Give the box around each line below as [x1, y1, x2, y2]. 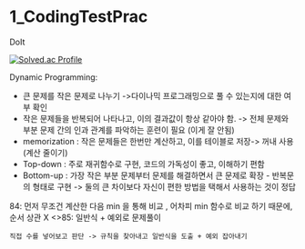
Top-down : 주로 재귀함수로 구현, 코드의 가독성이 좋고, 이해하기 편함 [22, 158, 266, 169]
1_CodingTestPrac [9, 6, 148, 27]
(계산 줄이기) [22, 147, 68, 158]
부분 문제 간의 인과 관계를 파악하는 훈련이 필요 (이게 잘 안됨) [22, 124, 235, 135]
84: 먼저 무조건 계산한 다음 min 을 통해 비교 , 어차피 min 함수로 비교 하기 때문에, [9, 200, 293, 211]
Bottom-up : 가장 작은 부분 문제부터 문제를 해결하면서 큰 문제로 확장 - [22, 170, 270, 181]
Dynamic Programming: [9, 71, 98, 83]
